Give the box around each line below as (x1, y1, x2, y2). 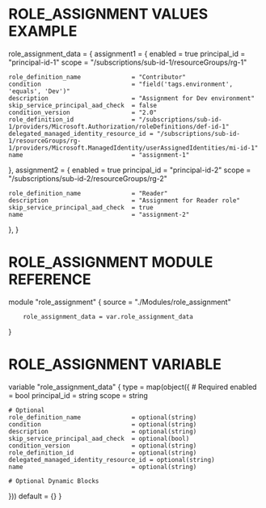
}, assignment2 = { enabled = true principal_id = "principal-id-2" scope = (8, 165, 251, 175)
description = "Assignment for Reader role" (8, 196, 241, 205)
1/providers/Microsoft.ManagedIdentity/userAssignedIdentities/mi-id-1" (8, 143, 259, 152)
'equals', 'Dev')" (8, 87, 70, 95)
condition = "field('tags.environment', (8, 80, 233, 88)
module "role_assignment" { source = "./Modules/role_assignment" (8, 297, 232, 307)
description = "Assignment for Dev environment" (8, 94, 255, 102)
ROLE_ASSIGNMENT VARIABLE (8, 355, 222, 374)
